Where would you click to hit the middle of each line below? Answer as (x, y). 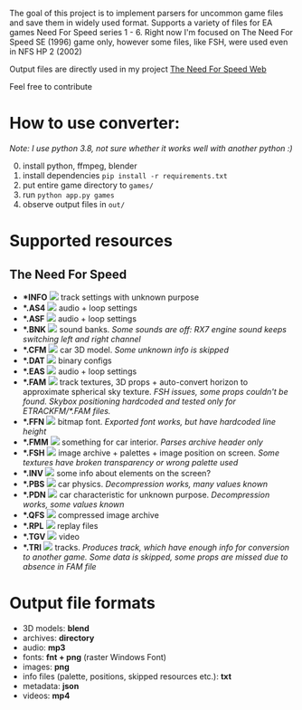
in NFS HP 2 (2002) (46, 52)
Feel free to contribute (51, 86)
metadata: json (51, 686)
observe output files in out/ (73, 204)
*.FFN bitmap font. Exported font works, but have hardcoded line (149, 421)
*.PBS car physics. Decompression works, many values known (145, 484)
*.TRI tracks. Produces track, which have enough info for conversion (156, 547)
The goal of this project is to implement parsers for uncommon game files (146, 13)
